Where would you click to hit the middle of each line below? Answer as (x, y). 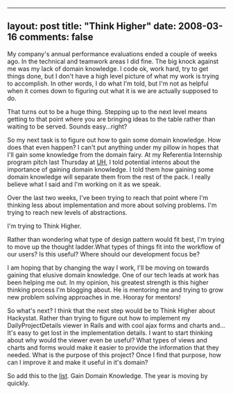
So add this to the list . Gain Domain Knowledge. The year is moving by (107, 375)
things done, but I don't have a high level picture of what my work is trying (113, 76)
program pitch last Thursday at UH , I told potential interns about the (104, 162)
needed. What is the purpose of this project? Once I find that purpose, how (114, 354)
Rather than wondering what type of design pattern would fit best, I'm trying (116, 239)
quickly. (18, 383)
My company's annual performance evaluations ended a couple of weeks (112, 54)
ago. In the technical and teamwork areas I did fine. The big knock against (113, 61)
